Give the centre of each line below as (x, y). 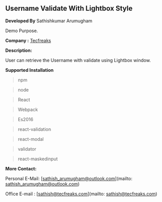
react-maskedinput (38, 159)
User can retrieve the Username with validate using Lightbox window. (78, 60)
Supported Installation (30, 70)
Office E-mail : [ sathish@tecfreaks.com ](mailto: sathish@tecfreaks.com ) (81, 194)
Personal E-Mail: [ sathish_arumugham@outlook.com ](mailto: (69, 178)
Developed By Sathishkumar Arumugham (49, 21)
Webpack (28, 109)
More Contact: (21, 168)
